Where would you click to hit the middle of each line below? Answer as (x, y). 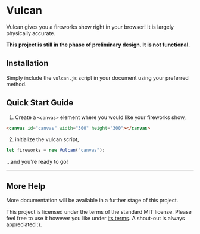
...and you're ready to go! (37, 162)
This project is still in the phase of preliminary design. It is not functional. (98, 45)
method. (16, 84)
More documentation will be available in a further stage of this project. (92, 201)
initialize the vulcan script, (47, 139)
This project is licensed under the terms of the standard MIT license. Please (99, 212)
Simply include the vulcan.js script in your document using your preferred (97, 77)
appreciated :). (24, 224)
